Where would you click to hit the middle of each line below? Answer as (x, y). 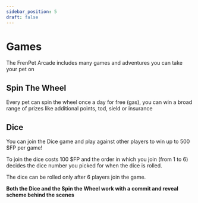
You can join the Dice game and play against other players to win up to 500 (98, 142)
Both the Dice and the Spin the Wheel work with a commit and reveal (92, 189)
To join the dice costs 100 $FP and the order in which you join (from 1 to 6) (97, 159)
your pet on (20, 69)
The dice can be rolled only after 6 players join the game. (76, 177)
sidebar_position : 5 (32, 12)
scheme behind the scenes (40, 195)
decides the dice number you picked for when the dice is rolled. (84, 166)
